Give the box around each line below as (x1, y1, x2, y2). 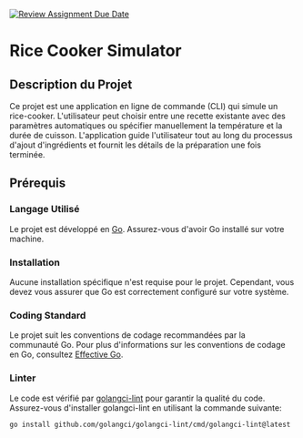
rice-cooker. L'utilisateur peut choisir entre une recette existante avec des (9, 110, 287, 121)
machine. (9, 233, 45, 244)
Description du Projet (9, 76, 133, 92)
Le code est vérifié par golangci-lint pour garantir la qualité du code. (9, 392, 266, 403)
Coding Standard (9, 309, 86, 321)
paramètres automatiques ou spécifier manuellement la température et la (9, 120, 283, 131)
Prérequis (9, 176, 66, 191)
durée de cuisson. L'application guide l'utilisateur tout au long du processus (9, 130, 293, 140)
